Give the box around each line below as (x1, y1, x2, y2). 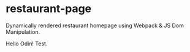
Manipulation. (6, 28, 40, 35)
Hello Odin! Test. (6, 40, 48, 47)
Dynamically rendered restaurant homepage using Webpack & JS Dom (6, 22, 184, 29)
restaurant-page (6, 2, 92, 16)
